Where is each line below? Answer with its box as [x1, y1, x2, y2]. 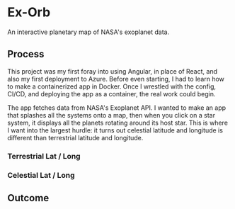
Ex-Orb [7, 4, 51, 21]
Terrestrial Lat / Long [7, 151, 81, 161]
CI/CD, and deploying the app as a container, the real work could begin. [7, 89, 216, 98]
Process [7, 48, 45, 60]
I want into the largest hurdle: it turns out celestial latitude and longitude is [7, 125, 223, 135]
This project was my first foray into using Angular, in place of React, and [7, 67, 218, 75]
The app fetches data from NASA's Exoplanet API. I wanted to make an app [7, 103, 227, 112]
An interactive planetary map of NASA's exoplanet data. [7, 28, 170, 36]
